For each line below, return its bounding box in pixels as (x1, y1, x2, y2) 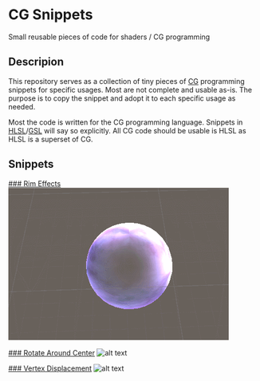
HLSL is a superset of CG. (8, 134, 93, 144)
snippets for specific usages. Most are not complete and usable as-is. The (8, 85, 253, 94)
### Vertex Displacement (8, 363, 93, 373)
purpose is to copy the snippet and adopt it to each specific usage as (8, 93, 236, 103)
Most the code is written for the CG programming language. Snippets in (8, 117, 243, 127)
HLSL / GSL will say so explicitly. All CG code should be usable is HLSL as (8, 125, 246, 135)
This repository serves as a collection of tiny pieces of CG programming (8, 76, 245, 85)
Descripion (8, 55, 65, 69)
